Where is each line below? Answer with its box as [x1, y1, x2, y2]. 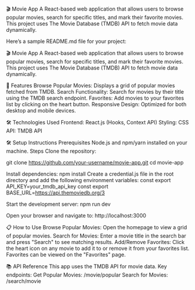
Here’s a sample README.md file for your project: [6, 38, 127, 45]
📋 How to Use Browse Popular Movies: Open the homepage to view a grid [6, 224, 187, 230]
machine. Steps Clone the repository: [6, 147, 97, 154]
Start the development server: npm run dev [6, 200, 111, 207]
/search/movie [6, 278, 41, 285]
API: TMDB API [6, 127, 42, 134]
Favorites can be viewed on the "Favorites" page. [6, 251, 126, 258]
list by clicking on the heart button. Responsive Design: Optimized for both [6, 101, 187, 108]
